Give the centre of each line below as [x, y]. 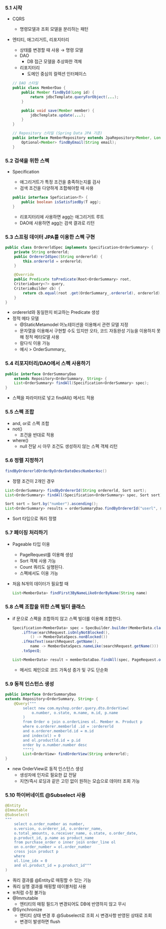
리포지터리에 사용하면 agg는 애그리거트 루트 [62, 216]
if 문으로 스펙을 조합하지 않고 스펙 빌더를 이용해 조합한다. [67, 618]
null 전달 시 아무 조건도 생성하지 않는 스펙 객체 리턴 [68, 446]
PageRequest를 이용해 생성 [46, 555]
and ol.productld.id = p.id [52, 740]
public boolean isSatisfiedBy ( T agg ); [61, 202]
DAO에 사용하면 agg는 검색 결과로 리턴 [57, 223]
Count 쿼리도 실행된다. [42, 567]
